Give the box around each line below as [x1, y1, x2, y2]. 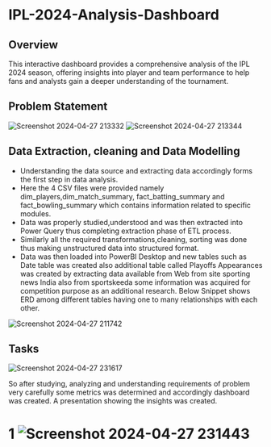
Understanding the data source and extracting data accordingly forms [19, 165, 252, 175]
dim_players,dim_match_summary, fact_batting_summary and [19, 191, 225, 201]
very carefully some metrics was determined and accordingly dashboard [8, 387, 250, 397]
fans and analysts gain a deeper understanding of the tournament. [8, 77, 229, 86]
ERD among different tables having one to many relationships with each [19, 295, 258, 304]
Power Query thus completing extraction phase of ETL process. [19, 226, 231, 236]
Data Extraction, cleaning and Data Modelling [8, 144, 240, 158]
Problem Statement [8, 99, 108, 114]
